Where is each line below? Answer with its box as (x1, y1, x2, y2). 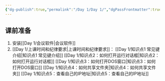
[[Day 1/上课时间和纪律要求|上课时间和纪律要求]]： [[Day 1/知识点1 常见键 (12, 46, 160, 52)
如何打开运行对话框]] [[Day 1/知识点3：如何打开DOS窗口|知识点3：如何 (12, 59, 156, 64)
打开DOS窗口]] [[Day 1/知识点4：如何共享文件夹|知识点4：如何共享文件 (12, 64, 156, 71)
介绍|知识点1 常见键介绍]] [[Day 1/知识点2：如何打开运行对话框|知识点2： (12, 52, 160, 59)
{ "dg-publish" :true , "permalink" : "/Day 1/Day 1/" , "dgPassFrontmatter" (5, 7, 151, 12)
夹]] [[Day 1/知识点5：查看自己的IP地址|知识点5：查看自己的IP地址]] (12, 71, 149, 77)
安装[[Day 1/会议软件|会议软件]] (12, 40, 76, 46)
